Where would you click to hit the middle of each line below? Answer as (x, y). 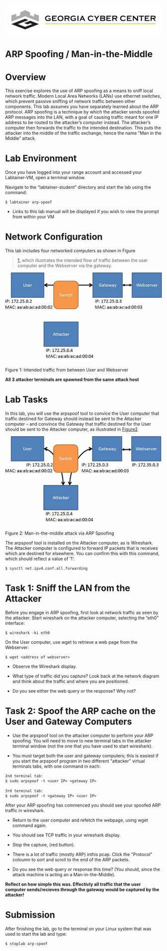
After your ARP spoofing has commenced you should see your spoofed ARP (83, 805)
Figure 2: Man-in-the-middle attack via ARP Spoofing (60, 533)
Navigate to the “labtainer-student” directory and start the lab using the (78, 187)
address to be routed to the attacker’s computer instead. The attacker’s (78, 122)
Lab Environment (41, 159)
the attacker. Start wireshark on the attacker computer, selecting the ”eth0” (82, 618)
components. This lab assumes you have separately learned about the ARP (82, 107)
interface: (15, 623)
